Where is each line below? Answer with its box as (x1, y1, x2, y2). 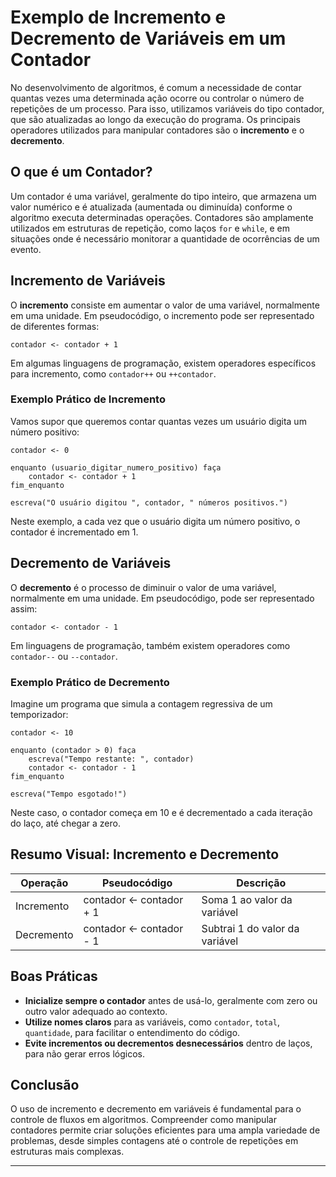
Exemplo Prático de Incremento (10, 392, 166, 406)
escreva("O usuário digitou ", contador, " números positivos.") (10, 497, 288, 508)
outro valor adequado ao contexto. (24, 1005, 168, 1017)
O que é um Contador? (10, 164, 153, 181)
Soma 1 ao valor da (201, 892, 293, 906)
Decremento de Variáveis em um (10, 27, 287, 50)
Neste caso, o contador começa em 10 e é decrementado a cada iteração (10, 806, 313, 818)
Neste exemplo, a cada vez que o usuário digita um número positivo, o (10, 515, 301, 527)
